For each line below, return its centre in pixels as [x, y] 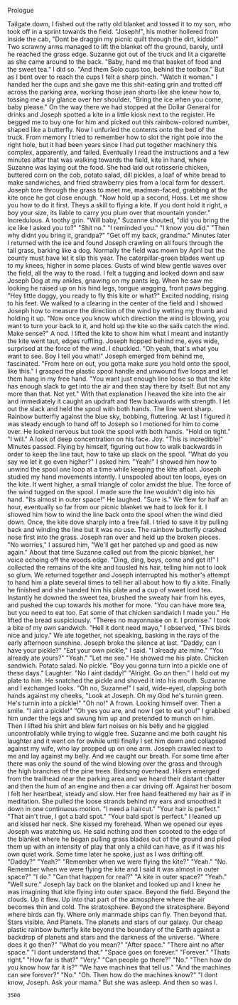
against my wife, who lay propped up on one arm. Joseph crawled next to [115, 748]
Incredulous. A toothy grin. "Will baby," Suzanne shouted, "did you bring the [118, 220]
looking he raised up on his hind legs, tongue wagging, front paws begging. [118, 288]
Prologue [21, 10]
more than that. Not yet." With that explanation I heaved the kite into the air [117, 394]
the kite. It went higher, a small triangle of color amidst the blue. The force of [119, 484]
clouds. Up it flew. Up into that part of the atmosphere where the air [106, 899]
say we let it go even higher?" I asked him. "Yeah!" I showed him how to [112, 462]
